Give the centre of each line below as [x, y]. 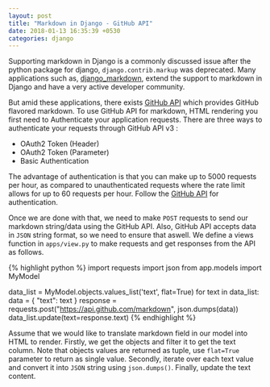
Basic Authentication [54, 161]
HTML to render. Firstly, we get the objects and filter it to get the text [122, 342]
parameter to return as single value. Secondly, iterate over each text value [131, 359]
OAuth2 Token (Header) [60, 144]
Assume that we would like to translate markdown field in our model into [128, 333]
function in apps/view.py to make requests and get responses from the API [132, 243]
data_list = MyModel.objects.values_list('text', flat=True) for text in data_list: [134, 292]
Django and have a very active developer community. [97, 87]
